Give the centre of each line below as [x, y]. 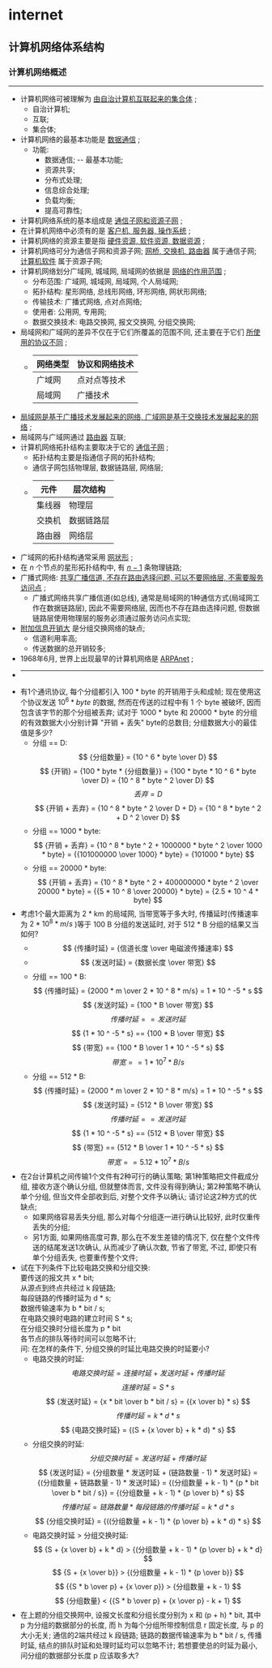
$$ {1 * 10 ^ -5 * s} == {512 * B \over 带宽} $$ [148, 1133]
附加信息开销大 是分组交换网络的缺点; [83, 628]
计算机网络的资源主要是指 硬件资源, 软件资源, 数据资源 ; [112, 240]
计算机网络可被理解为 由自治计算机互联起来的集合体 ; [108, 98]
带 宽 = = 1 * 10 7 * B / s [148, 1062]
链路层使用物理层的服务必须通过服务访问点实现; [111, 617]
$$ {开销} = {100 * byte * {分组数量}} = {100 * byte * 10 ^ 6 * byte [148, 771]
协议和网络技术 [105, 364]
